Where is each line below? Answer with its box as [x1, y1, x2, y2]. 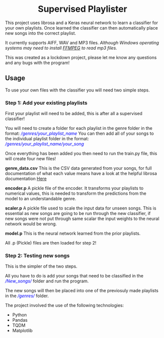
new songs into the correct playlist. [5, 30, 76, 36]
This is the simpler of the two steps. [5, 263, 78, 269]
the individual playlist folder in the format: [5, 136, 89, 142]
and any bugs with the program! [5, 60, 70, 65]
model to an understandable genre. [5, 196, 77, 202]
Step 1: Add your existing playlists [5, 99, 87, 106]
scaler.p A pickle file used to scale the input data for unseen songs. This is [5, 205, 157, 211]
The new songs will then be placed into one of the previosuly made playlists [5, 288, 159, 294]
